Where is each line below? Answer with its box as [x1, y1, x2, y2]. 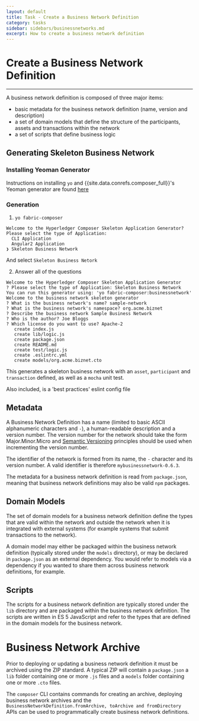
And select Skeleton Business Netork [6, 256, 98, 264]
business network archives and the [6, 697, 92, 704]
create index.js [14, 326, 54, 332]
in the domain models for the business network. [6, 620, 123, 627]
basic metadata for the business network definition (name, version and [14, 106, 188, 113]
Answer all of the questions [14, 268, 82, 275]
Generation [6, 200, 40, 208]
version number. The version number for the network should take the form [6, 431, 188, 438]
